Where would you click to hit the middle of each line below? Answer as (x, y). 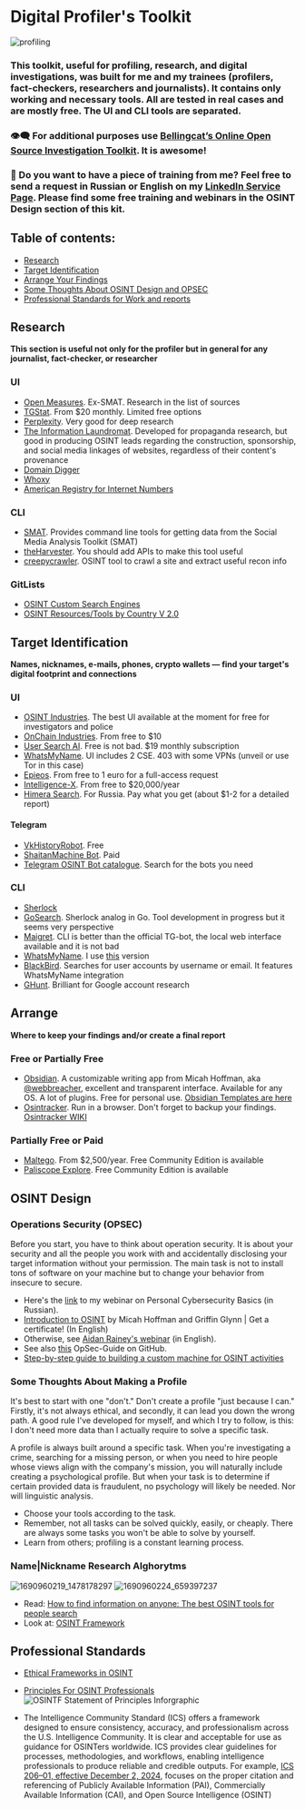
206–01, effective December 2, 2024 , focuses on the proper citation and (158, 1775)
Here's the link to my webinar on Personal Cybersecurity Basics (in (148, 1300)
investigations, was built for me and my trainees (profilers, (142, 76)
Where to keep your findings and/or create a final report (118, 1035)
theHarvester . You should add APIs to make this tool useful (133, 551)
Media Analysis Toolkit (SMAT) (81, 541)
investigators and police (68, 727)
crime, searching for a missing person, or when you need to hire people (144, 1458)
